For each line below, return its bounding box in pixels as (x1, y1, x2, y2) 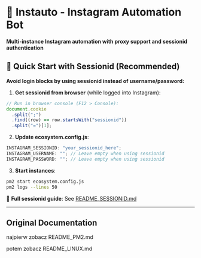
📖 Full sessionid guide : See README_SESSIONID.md (6, 195, 137, 202)
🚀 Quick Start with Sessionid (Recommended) (6, 62, 180, 72)
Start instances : (14, 167, 56, 174)
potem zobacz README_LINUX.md (6, 245, 93, 253)
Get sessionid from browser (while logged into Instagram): (14, 89, 161, 96)
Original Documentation (6, 217, 98, 228)
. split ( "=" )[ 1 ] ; (11, 122, 52, 129)
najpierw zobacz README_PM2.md (6, 234, 94, 241)
